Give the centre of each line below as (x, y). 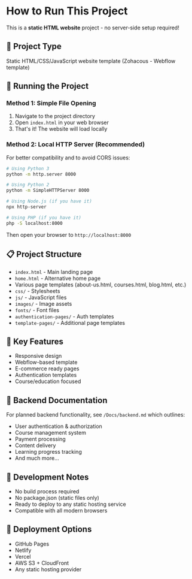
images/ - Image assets (43, 303)
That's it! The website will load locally (61, 129)
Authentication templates (46, 375)
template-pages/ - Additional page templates (70, 322)
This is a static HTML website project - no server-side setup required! (93, 28)
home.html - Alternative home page (58, 278)
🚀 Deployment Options (49, 530)
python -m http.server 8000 (41, 174)
